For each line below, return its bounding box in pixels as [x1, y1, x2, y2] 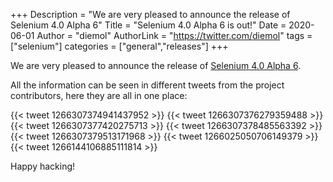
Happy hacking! [10, 160, 76, 172]
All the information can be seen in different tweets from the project [10, 79, 285, 91]
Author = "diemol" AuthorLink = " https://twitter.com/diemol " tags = [36, 30, 313, 41]
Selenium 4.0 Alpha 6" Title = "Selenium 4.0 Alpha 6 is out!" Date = [10, 19, 287, 31]
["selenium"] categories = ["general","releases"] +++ [10, 40, 229, 52]
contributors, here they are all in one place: [10, 90, 188, 101]
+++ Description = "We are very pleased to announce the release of [10, 9, 291, 20]
